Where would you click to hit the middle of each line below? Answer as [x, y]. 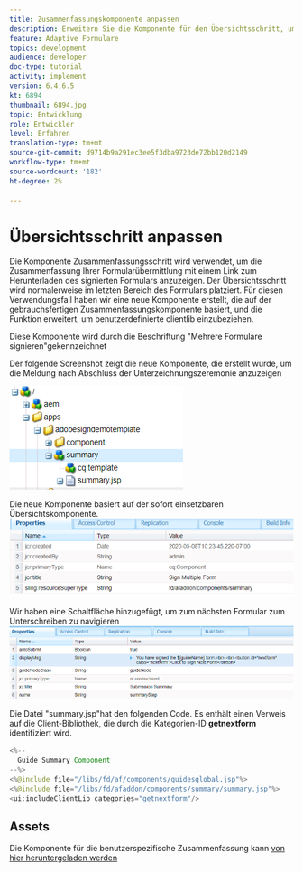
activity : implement [48, 77]
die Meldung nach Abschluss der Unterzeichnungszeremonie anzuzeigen [146, 373]
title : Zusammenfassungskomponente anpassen [94, 19]
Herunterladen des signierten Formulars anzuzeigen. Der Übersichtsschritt [148, 281]
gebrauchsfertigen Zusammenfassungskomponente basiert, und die [136, 309]
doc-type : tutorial [46, 67]
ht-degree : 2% [36, 181]
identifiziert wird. [41, 733]
